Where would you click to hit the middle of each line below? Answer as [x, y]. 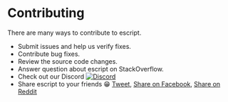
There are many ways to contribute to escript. [74, 33]
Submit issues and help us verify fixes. [74, 46]
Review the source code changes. [67, 61]
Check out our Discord [51, 76]
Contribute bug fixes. [49, 54]
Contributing [46, 13]
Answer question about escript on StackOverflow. [90, 69]
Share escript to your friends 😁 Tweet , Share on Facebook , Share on [119, 84]
